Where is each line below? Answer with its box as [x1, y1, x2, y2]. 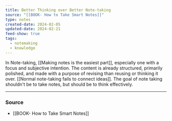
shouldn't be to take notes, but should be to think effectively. [5, 81, 133, 87]
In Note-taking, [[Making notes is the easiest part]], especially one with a [5, 59, 159, 65]
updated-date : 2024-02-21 [5, 27, 60, 32]
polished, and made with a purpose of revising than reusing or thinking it [5, 70, 159, 77]
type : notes [5, 17, 31, 22]
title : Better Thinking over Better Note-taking [5, 7, 111, 13]
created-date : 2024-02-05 [5, 21, 60, 27]
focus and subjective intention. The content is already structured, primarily [5, 65, 163, 71]
